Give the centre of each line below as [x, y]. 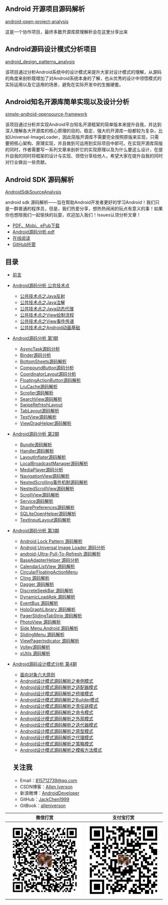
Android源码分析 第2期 [36, 434]
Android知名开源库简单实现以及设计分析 [67, 102]
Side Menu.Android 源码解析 [49, 628]
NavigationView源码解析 [45, 476]
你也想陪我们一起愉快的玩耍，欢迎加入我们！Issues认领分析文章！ [73, 215]
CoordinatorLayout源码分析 [48, 374]
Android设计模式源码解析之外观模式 [56, 719]
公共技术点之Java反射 [42, 296]
